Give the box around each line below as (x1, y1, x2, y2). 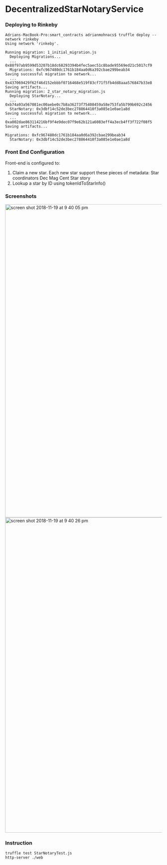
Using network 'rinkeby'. (5, 41, 59, 46)
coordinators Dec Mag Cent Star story (12, 175, 90, 181)
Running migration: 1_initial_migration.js (5, 50, 97, 55)
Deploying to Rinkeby (5, 21, 58, 28)
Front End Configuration (5, 148, 65, 155)
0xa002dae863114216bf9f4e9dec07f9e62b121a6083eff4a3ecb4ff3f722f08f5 (5, 120, 153, 125)
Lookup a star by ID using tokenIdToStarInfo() (12, 180, 106, 186)
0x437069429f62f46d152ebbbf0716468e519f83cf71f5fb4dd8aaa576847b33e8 (5, 81, 153, 86)
